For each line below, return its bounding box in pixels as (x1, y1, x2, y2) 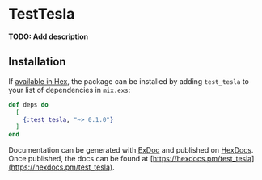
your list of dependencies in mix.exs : (8, 85, 131, 94)
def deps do (8, 100, 49, 109)
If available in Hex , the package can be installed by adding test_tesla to (8, 76, 249, 86)
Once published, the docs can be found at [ (8, 154, 154, 164)
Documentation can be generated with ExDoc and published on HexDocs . (8, 145, 254, 155)
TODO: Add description (8, 31, 89, 41)
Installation (8, 55, 66, 69)
